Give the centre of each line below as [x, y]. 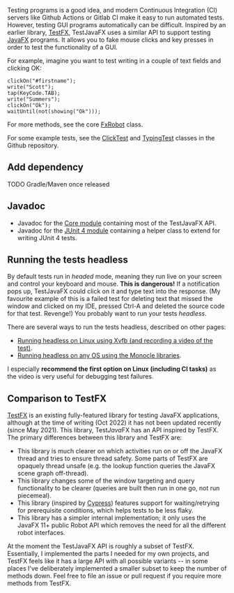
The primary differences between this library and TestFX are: [95, 438]
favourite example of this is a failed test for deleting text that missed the [110, 299]
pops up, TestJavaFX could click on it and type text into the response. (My [114, 291]
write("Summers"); [34, 99]
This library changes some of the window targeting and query [106, 481]
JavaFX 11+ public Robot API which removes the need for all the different [122, 525]
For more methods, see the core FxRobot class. [75, 124]
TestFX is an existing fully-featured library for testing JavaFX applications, [114, 416]
